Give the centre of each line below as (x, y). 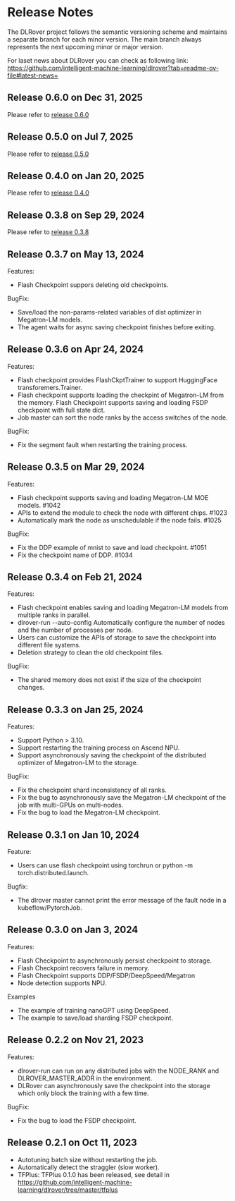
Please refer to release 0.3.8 (48, 232)
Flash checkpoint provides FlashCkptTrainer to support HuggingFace (118, 380)
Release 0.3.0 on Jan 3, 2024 (73, 930)
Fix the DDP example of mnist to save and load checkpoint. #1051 (112, 547)
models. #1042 (39, 505)
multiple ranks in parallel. (54, 615)
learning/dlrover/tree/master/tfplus (68, 1190)
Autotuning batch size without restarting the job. (88, 1159)
